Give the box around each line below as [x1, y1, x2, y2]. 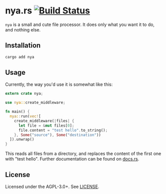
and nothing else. [5, 26, 41, 32]
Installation [5, 41, 41, 50]
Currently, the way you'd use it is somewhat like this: [5, 81, 113, 87]
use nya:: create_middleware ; [5, 100, 66, 105]
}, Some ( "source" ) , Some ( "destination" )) [14, 132, 101, 137]
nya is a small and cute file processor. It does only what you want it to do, [5, 21, 155, 27]
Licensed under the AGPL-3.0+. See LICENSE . [5, 184, 99, 190]
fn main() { [5, 109, 30, 114]
